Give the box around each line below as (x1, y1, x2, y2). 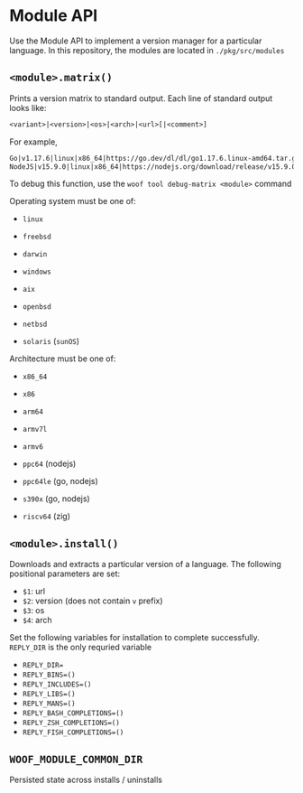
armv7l (22, 425, 48, 434)
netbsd (22, 320, 48, 330)
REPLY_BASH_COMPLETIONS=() (22, 709, 124, 718)
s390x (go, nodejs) (22, 493, 90, 504)
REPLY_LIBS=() (22, 690, 76, 699)
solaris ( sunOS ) (22, 336, 79, 347)
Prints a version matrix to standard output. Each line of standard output (9, 92, 273, 104)
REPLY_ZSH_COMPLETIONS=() (22, 719, 120, 728)
